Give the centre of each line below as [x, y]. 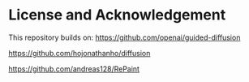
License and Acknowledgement [117, 15]
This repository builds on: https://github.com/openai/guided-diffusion [124, 37]
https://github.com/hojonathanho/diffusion [79, 53]
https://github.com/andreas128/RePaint [74, 69]
